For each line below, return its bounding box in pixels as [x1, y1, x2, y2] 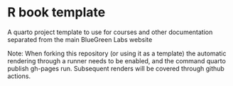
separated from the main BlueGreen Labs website [7, 35, 153, 43]
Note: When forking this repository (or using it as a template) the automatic [7, 49, 227, 58]
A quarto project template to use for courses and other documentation [7, 28, 213, 36]
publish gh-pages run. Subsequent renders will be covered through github [7, 64, 225, 72]
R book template [7, 4, 106, 21]
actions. [7, 72, 31, 80]
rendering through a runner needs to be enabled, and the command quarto [7, 56, 226, 65]
